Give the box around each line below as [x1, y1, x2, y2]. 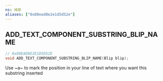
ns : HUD [5, 7, 22, 12]
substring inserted [5, 70, 43, 76]
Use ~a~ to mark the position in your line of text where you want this [5, 65, 147, 71]
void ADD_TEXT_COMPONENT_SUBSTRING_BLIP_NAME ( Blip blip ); [5, 56, 129, 61]
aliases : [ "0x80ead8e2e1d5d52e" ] [5, 12, 75, 17]
